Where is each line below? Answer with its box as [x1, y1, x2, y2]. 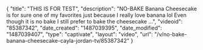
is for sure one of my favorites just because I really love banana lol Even [6, 11, 187, 19]
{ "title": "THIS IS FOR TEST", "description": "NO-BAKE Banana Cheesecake [6, 5, 197, 12]
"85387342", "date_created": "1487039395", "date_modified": [6, 24, 163, 31]
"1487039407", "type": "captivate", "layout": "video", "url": [6, 31, 154, 38]
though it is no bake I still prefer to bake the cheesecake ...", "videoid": [6, 18, 183, 25]
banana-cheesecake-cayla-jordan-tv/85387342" [6, 37, 130, 44]
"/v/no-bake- [154, 31, 187, 38]
